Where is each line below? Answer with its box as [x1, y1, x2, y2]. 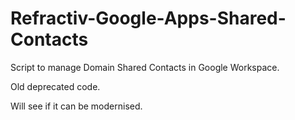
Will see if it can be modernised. [10, 100, 143, 112]
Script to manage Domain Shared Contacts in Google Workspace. [10, 61, 280, 73]
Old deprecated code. [10, 80, 101, 92]
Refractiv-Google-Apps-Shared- [10, 7, 287, 30]
